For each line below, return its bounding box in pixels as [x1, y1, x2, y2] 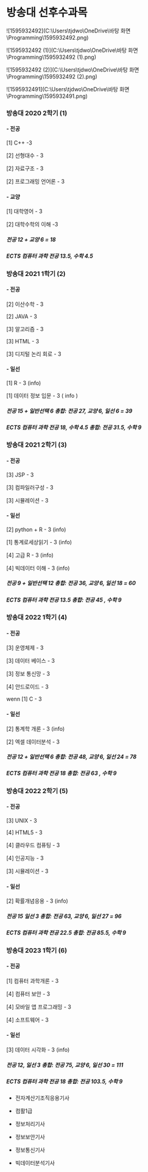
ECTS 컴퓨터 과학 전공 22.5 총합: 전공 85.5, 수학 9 [6, 929, 127, 936]
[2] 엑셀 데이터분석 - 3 [6, 738, 60, 745]
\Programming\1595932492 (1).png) [6, 53, 96, 61]
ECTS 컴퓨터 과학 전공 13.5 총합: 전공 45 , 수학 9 [6, 596, 122, 603]
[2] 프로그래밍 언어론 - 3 [6, 178, 65, 185]
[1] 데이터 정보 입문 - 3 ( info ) [6, 392, 78, 400]
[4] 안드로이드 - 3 [6, 683, 49, 690]
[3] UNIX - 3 [6, 817, 38, 824]
